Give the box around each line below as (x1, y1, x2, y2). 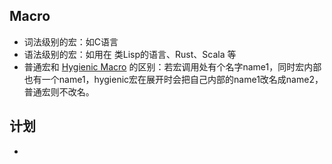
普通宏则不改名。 (23, 85, 95, 98)
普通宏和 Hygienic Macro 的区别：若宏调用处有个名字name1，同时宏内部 (23, 60, 322, 73)
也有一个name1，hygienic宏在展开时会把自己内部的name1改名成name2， (23, 73, 324, 85)
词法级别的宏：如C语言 (23, 35, 119, 48)
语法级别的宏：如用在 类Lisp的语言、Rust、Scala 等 (23, 48, 237, 60)
